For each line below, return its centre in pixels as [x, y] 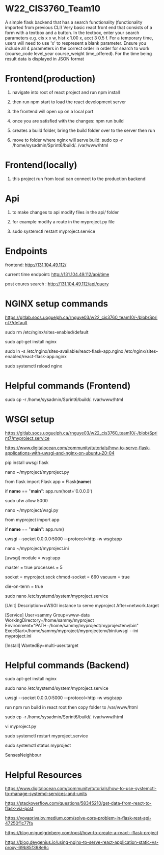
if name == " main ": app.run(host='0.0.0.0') [49, 491]
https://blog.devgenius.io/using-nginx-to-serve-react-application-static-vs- [82, 842]
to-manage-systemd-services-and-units [46, 794]
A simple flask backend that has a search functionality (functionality [74, 22]
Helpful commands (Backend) [67, 665]
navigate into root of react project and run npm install [66, 92]
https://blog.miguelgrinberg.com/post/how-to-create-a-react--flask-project [82, 833]
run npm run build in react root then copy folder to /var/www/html [71, 707]
